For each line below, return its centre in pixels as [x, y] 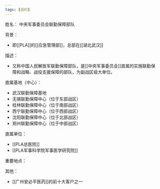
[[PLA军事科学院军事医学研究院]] [45, 150]
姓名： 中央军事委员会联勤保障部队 [40, 24]
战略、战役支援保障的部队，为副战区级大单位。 [68, 72]
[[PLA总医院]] [26, 144]
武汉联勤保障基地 [29, 93]
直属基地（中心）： [23, 82]
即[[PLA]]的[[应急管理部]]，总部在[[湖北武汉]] [58, 45]
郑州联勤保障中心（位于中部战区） [46, 123]
